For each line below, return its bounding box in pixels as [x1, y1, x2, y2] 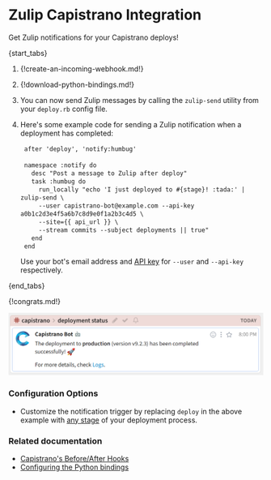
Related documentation [8, 435, 103, 447]
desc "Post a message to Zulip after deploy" [31, 169, 188, 178]
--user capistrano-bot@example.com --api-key [38, 201, 195, 210]
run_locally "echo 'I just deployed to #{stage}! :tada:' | [38, 185, 245, 194]
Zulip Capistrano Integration [8, 6, 202, 24]
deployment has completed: [19, 128, 114, 138]
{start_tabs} [8, 48, 48, 58]
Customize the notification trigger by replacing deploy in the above [19, 406, 243, 416]
